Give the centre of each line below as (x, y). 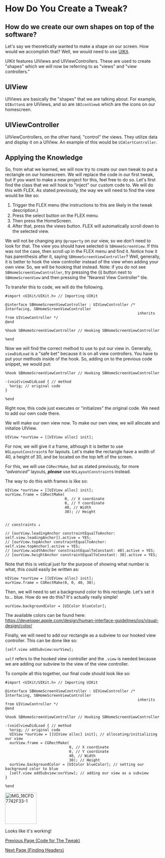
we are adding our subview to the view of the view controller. (67, 664)
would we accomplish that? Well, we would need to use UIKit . (67, 52)
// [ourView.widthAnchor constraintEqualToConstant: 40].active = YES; (80, 551)
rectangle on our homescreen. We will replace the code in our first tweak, (80, 175)
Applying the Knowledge (44, 158)
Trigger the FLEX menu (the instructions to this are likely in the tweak (82, 205)
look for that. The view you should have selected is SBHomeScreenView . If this (82, 246)
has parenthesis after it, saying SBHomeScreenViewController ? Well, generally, (83, 256)
